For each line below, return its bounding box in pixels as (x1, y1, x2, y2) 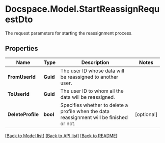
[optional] (135, 111, 158, 117)
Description (81, 59, 110, 66)
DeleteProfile (7, 111, 39, 117)
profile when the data (60, 108, 110, 114)
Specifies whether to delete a (60, 102, 128, 109)
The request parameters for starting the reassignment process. (5, 30, 133, 36)
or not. (60, 120, 76, 127)
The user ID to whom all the (60, 87, 124, 94)
